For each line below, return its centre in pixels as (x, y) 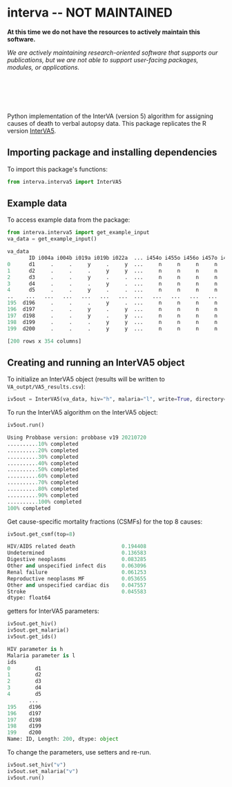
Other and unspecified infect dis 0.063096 (77, 566)
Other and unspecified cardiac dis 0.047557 (77, 585)
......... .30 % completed (43, 457)
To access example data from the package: (69, 220)
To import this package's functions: (58, 169)
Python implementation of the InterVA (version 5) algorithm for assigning (110, 116)
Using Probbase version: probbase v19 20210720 (77, 437)
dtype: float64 (29, 598)
